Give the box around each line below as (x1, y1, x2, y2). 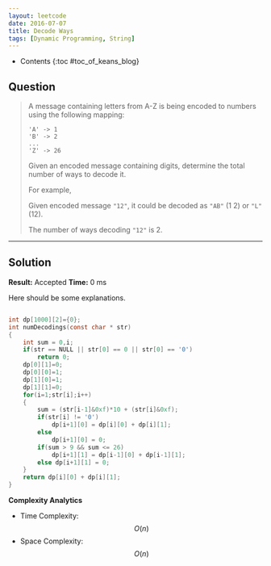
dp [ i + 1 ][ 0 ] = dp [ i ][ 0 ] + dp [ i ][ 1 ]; (51, 421, 172, 429)
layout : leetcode (8, 11, 67, 20)
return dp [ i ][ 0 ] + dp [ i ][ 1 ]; (23, 473, 121, 481)
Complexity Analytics (8, 496, 83, 505)
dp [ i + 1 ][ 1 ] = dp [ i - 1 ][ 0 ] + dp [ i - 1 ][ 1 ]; (51, 451, 186, 459)
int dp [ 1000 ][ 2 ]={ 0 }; (8, 316, 81, 324)
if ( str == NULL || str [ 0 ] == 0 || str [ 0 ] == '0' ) (23, 346, 194, 354)
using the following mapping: (27, 110, 125, 119)
